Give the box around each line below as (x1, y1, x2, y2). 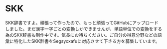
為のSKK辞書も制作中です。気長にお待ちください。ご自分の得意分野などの (5, 32, 158, 38)
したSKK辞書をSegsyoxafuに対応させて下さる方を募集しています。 (22, 38, 160, 44)
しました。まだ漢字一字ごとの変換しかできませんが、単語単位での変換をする (5, 25, 163, 32)
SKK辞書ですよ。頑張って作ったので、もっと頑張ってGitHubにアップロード (5, 20, 159, 25)
